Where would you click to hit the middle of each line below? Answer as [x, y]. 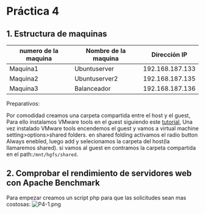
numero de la [39, 51]
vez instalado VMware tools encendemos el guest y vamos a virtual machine [103, 128]
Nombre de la [106, 51]
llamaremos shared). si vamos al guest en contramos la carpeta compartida [101, 148]
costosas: [19, 204]
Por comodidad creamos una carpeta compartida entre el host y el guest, [99, 115]
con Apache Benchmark [53, 183]
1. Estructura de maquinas [57, 34]
